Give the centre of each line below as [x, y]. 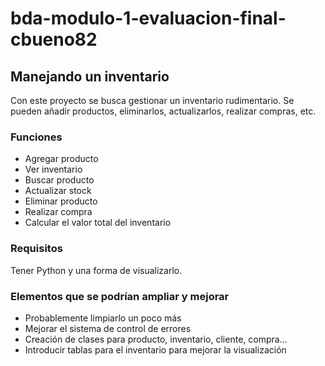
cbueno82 [54, 39]
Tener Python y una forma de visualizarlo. [96, 270]
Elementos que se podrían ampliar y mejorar [120, 296]
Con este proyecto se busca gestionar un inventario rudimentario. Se [152, 100]
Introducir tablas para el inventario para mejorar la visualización [155, 349]
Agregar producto [61, 159]
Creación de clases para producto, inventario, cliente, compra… [156, 339]
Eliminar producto [61, 201]
